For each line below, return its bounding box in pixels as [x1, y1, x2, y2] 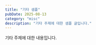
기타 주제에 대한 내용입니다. [5, 35, 57, 41]
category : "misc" [5, 16, 40, 21]
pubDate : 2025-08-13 [5, 12, 47, 17]
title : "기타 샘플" [5, 7, 40, 12]
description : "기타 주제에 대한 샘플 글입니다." [5, 21, 92, 26]
